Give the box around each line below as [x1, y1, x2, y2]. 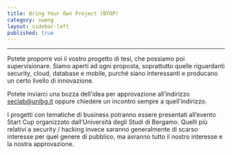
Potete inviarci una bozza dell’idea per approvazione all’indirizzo [7, 90, 190, 99]
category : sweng [7, 17, 54, 23]
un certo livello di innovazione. [7, 76, 95, 85]
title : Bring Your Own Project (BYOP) [7, 10, 119, 17]
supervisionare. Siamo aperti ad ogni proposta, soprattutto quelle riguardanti [7, 62, 225, 70]
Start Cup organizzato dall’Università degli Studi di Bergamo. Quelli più [7, 118, 208, 126]
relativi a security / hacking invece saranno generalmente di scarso [7, 125, 198, 134]
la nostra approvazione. [7, 140, 75, 148]
